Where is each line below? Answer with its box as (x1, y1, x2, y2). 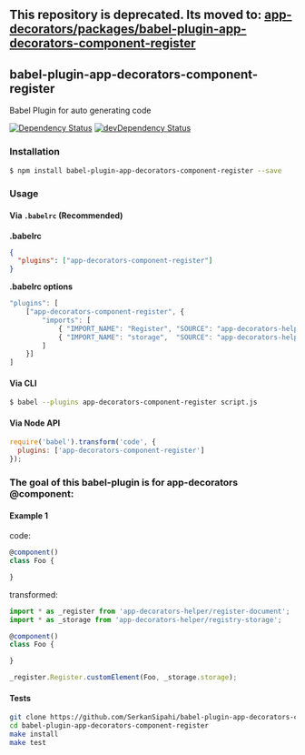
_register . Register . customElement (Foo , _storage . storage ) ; (9, 673, 238, 682)
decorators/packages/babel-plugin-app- (9, 22, 247, 37)
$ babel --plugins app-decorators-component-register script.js (9, 398, 258, 408)
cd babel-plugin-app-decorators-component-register (9, 721, 209, 730)
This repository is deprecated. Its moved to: (9, 7, 262, 23)
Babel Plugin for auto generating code (9, 105, 152, 116)
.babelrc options (9, 281, 74, 292)
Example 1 (9, 509, 48, 521)
